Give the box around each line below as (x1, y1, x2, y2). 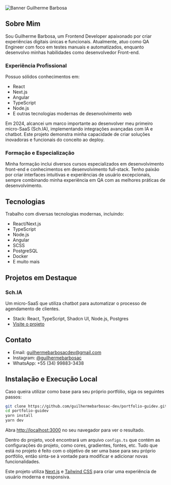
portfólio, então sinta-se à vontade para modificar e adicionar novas (5, 453, 148, 460)
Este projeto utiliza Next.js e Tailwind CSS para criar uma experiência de (5, 469, 157, 475)
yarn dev (5, 418, 24, 423)
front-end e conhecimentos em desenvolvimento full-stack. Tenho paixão (5, 166, 160, 173)
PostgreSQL (12, 248, 38, 254)
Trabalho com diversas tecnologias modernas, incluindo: (5, 211, 124, 217)
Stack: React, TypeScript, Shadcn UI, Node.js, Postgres (12, 315, 129, 321)
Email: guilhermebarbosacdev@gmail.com (12, 349, 102, 355)
